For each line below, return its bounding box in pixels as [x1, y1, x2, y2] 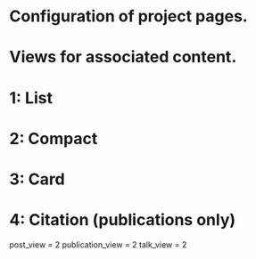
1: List [9, 87, 54, 108]
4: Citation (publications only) [9, 210, 236, 231]
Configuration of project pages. [9, 6, 248, 27]
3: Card [9, 169, 65, 189]
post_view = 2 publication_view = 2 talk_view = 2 [9, 239, 187, 250]
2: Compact [9, 128, 98, 149]
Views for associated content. [9, 47, 237, 68]
